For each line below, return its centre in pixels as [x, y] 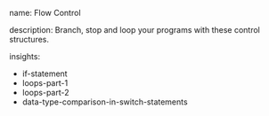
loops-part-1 [45, 83]
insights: [25, 56]
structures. [29, 39]
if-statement [45, 73]
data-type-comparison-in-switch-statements [105, 102]
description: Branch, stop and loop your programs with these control [134, 30]
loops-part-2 [45, 93]
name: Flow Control [45, 13]
